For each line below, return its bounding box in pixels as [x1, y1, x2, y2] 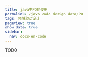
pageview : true [5, 20, 36, 26]
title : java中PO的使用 [5, 7, 48, 12]
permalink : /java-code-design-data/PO [5, 12, 83, 16]
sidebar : [5, 29, 23, 34]
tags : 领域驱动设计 [5, 16, 40, 21]
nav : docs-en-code [9, 34, 47, 39]
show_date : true [5, 25, 38, 30]
